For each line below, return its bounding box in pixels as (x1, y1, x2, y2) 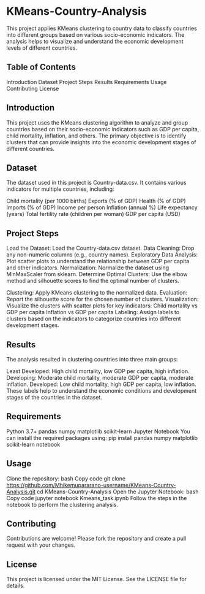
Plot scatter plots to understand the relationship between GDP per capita (6, 258, 190, 265)
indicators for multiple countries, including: (6, 185, 114, 193)
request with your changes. (6, 541, 75, 549)
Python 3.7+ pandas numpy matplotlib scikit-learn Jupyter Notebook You (6, 428, 191, 435)
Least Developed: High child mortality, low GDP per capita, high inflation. (6, 368, 190, 375)
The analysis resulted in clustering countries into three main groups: (6, 356, 178, 363)
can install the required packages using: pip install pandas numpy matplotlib (6, 434, 198, 441)
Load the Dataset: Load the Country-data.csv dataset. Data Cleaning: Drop (6, 244, 195, 252)
